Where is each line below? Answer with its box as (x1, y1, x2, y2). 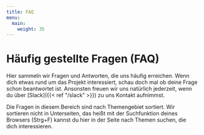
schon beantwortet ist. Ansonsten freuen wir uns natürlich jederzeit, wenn (6, 85, 192, 92)
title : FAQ (6, 9, 34, 15)
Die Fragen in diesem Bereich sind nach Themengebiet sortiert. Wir (6, 103, 175, 111)
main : (12, 20, 26, 26)
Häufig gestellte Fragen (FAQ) (6, 52, 160, 66)
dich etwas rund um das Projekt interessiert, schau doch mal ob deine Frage (6, 78, 198, 86)
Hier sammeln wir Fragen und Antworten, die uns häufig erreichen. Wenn (6, 72, 190, 80)
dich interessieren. (6, 123, 53, 130)
